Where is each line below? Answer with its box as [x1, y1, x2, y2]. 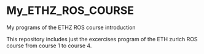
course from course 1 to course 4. [6, 42, 92, 49]
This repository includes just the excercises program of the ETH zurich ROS [6, 35, 198, 42]
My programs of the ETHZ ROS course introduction [6, 24, 136, 31]
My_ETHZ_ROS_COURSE [6, 4, 134, 18]
